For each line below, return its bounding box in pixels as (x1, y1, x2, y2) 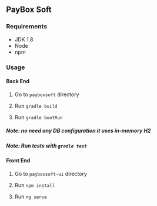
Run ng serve (14, 193, 47, 200)
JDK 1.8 (14, 35, 34, 43)
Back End (6, 78, 30, 85)
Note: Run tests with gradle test (6, 142, 87, 149)
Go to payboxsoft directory (14, 91, 79, 98)
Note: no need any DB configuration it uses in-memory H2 (6, 127, 151, 135)
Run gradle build (14, 102, 58, 109)
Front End (6, 157, 31, 164)
